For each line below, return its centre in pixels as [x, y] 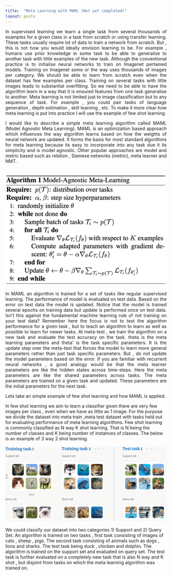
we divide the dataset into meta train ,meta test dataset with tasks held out [84, 417]
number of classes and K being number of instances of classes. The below [84, 433]
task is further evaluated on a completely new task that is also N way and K [84, 557]
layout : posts [20, 16]
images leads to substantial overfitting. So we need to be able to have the [86, 86]
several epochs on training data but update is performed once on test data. [86, 310]
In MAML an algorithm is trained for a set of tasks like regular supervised [86, 294]
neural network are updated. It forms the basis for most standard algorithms [86, 139]
